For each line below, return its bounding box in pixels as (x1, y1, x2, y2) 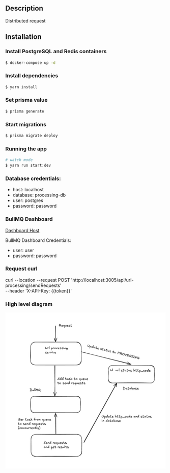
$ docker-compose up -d (5, 60, 56, 65)
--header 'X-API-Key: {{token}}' (5, 287, 72, 294)
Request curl (5, 265, 38, 273)
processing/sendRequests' (5, 282, 62, 288)
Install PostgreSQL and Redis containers (5, 48, 107, 55)
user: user (12, 247, 34, 253)
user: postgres (12, 197, 43, 204)
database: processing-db (12, 192, 66, 198)
